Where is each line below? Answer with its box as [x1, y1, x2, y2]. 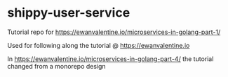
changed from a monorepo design [7, 62, 107, 70]
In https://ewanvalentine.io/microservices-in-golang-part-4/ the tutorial [7, 54, 214, 63]
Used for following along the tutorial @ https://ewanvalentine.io [7, 41, 190, 49]
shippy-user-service [7, 5, 130, 21]
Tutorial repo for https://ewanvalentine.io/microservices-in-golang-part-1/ [7, 28, 221, 36]
